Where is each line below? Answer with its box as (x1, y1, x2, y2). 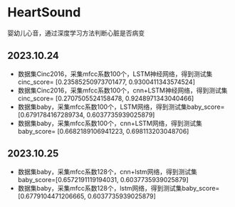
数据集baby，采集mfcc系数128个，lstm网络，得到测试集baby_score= (17, 184, 220, 192)
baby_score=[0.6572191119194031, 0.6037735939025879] (17, 175, 189, 184)
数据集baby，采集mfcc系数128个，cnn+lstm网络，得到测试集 (17, 167, 197, 176)
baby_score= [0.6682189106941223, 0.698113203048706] (17, 127, 189, 135)
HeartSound (7, 4, 81, 21)
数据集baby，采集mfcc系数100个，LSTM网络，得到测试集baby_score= (17, 102, 225, 111)
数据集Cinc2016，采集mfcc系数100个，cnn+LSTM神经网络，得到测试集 (17, 86, 228, 95)
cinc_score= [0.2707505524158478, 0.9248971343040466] (17, 94, 194, 102)
